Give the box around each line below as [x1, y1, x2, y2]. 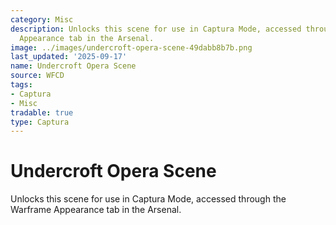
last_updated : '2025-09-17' [10, 52, 128, 62]
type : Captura [10, 117, 70, 127]
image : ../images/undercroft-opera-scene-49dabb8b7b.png [10, 42, 253, 53]
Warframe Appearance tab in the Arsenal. [10, 204, 182, 216]
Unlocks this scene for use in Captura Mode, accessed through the [10, 193, 287, 205]
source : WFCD [10, 71, 65, 81]
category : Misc [10, 14, 74, 25]
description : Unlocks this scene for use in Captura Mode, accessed [10, 24, 302, 34]
